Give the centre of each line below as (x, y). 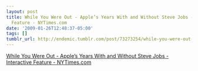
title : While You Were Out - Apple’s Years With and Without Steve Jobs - (100, 17)
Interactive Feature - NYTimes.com (49, 62)
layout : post (22, 12)
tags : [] (17, 34)
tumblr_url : (21, 39)
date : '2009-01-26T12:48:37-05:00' (50, 28)
